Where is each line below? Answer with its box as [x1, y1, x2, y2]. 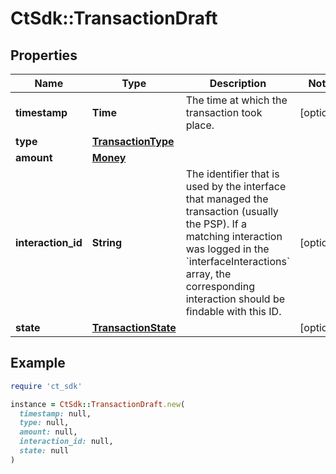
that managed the [185, 192, 269, 206]
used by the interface [185, 180, 287, 193]
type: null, [19, 418, 70, 428]
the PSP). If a [185, 217, 248, 231]
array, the [185, 267, 232, 281]
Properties [10, 47, 78, 64]
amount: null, [19, 427, 78, 437]
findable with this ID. [185, 305, 282, 318]
